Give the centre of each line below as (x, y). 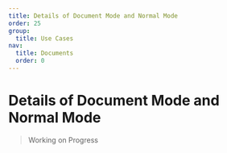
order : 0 (30, 61)
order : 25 (25, 23)
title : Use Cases (45, 38)
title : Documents (45, 53)
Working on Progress (63, 140)
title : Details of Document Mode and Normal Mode (93, 16)
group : (19, 31)
